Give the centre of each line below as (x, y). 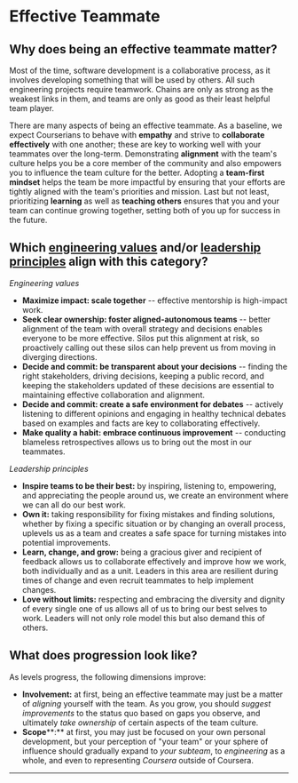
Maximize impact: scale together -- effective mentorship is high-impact (155, 300)
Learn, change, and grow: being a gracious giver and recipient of (142, 552)
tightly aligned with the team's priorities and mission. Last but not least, (139, 192)
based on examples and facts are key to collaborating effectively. (141, 423)
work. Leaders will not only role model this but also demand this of (143, 618)
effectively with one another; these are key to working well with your (135, 144)
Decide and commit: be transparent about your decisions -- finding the (155, 366)
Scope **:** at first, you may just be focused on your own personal (144, 731)
